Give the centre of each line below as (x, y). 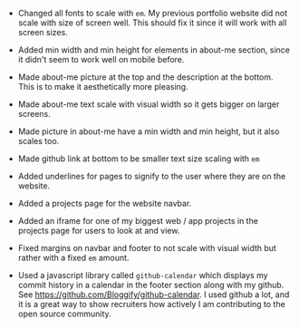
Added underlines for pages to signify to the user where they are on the (152, 176)
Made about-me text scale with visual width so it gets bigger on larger (149, 104)
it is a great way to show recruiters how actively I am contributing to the (151, 304)
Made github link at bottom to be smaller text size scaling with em (139, 159)
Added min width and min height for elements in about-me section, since (154, 50)
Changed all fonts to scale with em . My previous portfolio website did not (153, 13)
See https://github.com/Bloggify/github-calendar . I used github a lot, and (154, 294)
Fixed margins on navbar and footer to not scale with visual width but (147, 248)
